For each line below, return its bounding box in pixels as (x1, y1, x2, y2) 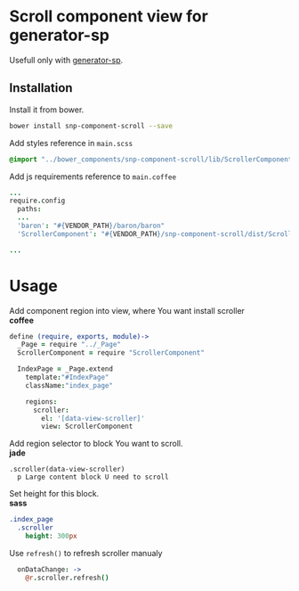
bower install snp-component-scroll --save (9, 121, 174, 130)
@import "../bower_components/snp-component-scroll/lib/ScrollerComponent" (9, 154, 296, 164)
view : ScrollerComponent (41, 422, 133, 431)
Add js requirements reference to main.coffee (9, 171, 176, 182)
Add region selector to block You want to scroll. (9, 439, 183, 449)
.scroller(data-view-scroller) (9, 465, 125, 474)
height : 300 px (25, 532, 77, 541)
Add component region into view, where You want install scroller (9, 305, 245, 316)
